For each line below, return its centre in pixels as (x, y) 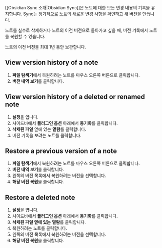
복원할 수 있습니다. (28, 37)
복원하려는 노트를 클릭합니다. (40, 228)
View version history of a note (52, 62)
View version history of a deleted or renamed (75, 97)
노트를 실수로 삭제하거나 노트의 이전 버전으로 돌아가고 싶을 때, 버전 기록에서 (77, 30)
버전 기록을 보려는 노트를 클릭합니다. (47, 135)
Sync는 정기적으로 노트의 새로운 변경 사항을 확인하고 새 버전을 (82, 14)
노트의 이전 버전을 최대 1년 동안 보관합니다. (46, 47)
